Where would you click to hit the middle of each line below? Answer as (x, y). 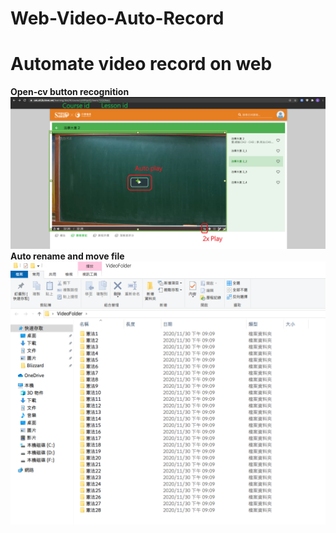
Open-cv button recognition (70, 92)
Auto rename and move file (67, 256)
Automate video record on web (141, 64)
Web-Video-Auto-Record (117, 18)
